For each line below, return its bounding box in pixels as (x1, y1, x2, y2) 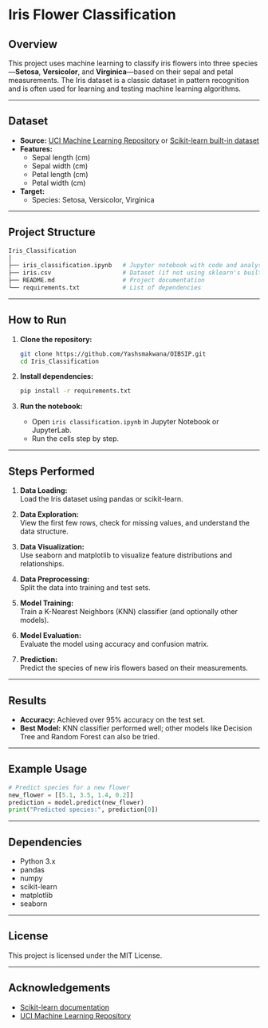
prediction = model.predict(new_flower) (8, 798, 145, 806)
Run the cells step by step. (31, 434, 120, 443)
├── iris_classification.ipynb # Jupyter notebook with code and (8, 262, 238, 270)
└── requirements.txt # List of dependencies (8, 284, 202, 292)
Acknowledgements (8, 981, 111, 995)
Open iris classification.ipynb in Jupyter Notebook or (31, 417, 219, 427)
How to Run (8, 313, 67, 327)
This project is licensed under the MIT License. (8, 951, 163, 960)
